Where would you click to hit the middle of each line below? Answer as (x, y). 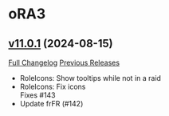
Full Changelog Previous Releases (64, 62)
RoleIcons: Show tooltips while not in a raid (90, 78)
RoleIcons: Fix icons (53, 86)
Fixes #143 (37, 95)
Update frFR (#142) (51, 104)
